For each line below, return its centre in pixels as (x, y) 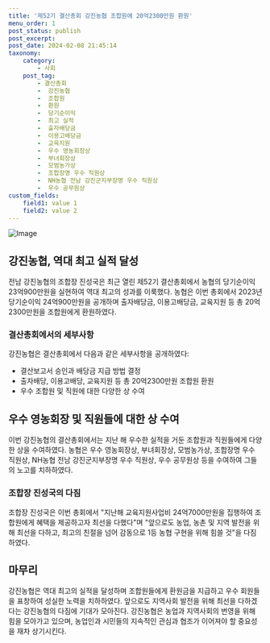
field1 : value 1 (50, 203)
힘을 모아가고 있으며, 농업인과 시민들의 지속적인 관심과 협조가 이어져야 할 (122, 621)
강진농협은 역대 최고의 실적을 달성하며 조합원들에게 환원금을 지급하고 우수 (124, 591)
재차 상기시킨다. (42, 631)
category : (39, 61)
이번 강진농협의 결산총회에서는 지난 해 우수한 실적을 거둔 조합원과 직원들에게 (128, 440)
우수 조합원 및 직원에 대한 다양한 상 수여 (82, 391)
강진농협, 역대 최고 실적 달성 (74, 261)
